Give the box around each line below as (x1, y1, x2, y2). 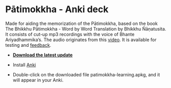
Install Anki (12, 62, 36, 68)
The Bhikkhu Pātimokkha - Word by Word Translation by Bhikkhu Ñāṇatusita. (5, 25, 166, 32)
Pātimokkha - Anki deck (5, 4, 109, 15)
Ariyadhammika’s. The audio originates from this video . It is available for (5, 37, 157, 43)
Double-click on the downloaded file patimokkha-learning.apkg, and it (12, 71, 160, 77)
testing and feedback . (5, 42, 52, 48)
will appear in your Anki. (12, 77, 64, 83)
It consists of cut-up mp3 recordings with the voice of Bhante (5, 31, 135, 37)
